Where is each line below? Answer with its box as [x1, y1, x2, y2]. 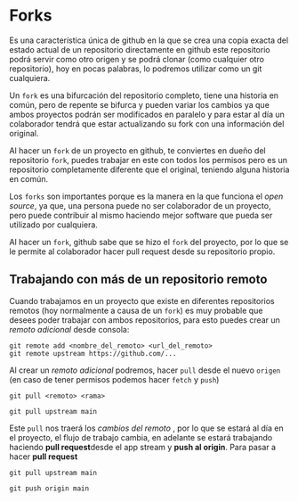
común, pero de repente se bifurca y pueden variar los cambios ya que [9, 99, 270, 110]
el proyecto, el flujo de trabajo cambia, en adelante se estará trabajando [9, 432, 273, 442]
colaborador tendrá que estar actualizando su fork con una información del [9, 118, 285, 129]
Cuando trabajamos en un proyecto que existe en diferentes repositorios [9, 295, 275, 306]
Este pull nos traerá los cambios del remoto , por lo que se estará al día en [9, 423, 284, 433]
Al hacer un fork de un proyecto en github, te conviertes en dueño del [9, 144, 266, 156]
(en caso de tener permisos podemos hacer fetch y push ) [9, 374, 220, 384]
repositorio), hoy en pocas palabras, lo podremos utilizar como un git [9, 63, 262, 74]
